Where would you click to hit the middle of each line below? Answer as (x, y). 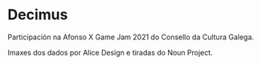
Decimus (38, 15)
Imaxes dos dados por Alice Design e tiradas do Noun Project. (111, 52)
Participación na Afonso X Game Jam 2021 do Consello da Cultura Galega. (131, 37)
